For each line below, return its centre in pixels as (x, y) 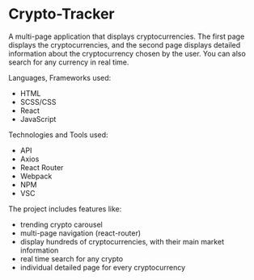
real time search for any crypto (72, 258)
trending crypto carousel (61, 224)
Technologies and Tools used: (58, 135)
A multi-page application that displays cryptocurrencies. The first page (127, 36)
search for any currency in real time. (69, 62)
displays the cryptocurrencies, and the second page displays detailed (125, 44)
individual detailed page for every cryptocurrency (103, 267)
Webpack (36, 176)
